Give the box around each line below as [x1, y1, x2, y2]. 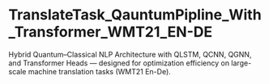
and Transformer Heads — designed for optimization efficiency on [8, 58, 229, 68]
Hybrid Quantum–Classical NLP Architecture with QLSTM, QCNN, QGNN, [8, 49, 252, 59]
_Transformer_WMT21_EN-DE [8, 23, 213, 41]
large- [230, 58, 252, 68]
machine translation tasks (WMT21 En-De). [28, 66, 172, 76]
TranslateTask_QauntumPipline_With [8, 6, 262, 24]
